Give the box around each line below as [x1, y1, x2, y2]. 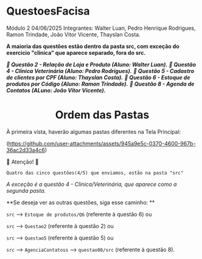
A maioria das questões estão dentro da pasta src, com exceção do [6, 43, 179, 50]
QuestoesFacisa [6, 4, 90, 18]
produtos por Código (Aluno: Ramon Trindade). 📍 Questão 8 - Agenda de [6, 80, 195, 88]
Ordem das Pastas [55, 108, 150, 122]
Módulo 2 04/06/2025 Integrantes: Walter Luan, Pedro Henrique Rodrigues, [6, 24, 196, 32]
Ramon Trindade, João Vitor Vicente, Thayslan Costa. [6, 30, 141, 38]
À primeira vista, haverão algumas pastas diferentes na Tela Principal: [6, 128, 181, 135]
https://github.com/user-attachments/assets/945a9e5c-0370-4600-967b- [8, 140, 196, 147]
